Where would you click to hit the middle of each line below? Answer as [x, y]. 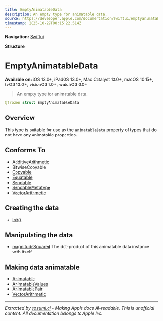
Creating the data [32, 208]
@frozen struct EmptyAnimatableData [42, 103]
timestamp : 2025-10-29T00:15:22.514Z [43, 23]
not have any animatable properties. [41, 135]
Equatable [22, 177]
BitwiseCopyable [29, 167]
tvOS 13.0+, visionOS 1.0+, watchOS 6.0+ [46, 84]
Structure [15, 46]
